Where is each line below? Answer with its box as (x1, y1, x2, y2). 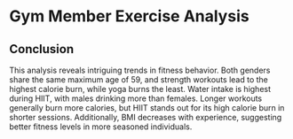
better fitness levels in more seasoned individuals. (9, 121, 193, 132)
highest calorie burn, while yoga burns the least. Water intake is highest (9, 84, 272, 94)
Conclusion (9, 42, 75, 57)
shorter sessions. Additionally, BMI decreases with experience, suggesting (9, 112, 282, 122)
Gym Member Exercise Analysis (9, 6, 250, 27)
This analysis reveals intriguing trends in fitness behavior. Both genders (9, 65, 271, 75)
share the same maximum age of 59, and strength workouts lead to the (9, 74, 269, 85)
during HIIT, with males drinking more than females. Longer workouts (9, 93, 263, 104)
